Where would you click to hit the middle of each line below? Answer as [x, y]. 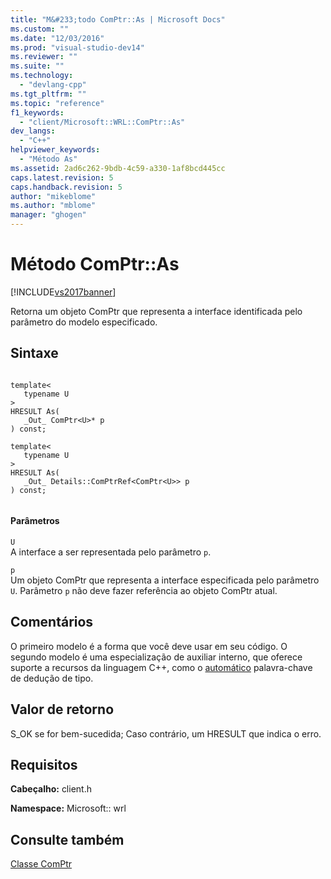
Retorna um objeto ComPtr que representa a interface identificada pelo [156, 311]
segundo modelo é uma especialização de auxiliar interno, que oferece [156, 657]
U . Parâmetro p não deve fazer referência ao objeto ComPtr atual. [144, 590]
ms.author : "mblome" [53, 206]
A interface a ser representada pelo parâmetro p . [111, 552]
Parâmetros [35, 521]
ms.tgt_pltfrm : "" [48, 94]
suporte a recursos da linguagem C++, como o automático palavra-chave [161, 667]
